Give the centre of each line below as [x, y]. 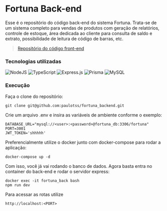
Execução [18, 85]
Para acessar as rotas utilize [34, 194]
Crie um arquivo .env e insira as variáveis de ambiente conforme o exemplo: [83, 115]
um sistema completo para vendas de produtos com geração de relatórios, [82, 28]
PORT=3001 [16, 129]
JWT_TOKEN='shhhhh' [26, 133]
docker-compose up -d [28, 157]
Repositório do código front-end [51, 48]
